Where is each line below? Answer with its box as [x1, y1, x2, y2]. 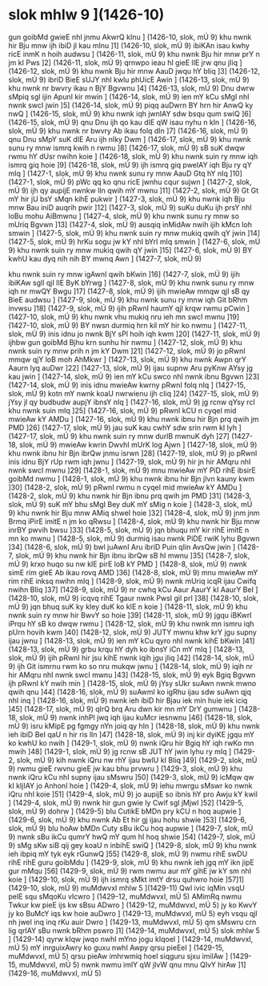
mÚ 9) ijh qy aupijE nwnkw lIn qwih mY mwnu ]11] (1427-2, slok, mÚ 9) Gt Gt [8, 185, 259, 195]
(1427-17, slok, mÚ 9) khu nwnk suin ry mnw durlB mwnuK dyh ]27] [8, 431, 230, 440]
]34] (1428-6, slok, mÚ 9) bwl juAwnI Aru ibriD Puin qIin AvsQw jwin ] [8, 542, 236, 551]
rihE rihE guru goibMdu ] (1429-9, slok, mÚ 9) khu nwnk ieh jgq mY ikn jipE [8, 857, 254, 867]
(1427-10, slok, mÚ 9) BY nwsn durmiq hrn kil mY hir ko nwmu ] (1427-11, [8, 320, 248, 330]
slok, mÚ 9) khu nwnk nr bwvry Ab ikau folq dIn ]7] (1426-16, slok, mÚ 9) [8, 126, 249, 136]
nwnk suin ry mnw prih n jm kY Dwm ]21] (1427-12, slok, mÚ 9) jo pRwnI [8, 346, 246, 355]
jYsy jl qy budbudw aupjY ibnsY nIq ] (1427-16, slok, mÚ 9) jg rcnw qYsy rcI [8, 397, 256, 407]
